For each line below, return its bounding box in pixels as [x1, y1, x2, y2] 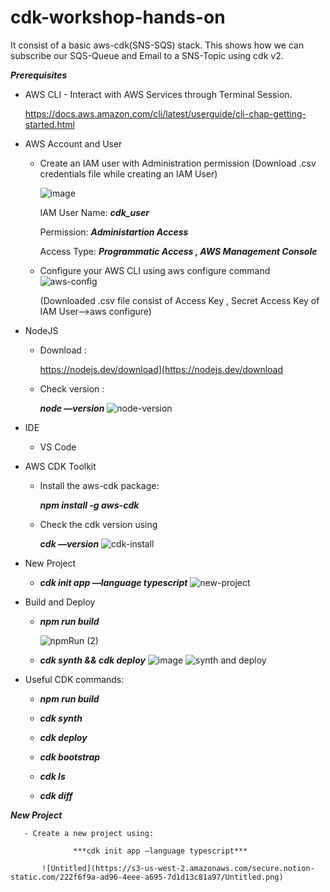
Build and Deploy [24, 596, 96, 608]
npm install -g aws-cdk [39, 499, 140, 511]
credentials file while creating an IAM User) [39, 167, 218, 180]
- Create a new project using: [23, 828, 155, 838]
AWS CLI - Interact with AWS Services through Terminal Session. [24, 88, 293, 100]
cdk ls [39, 770, 66, 782]
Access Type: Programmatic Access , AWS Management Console [39, 245, 318, 257]
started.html [24, 118, 75, 130]
